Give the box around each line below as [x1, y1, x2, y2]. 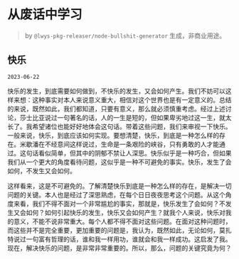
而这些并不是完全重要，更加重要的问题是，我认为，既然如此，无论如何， [7, 226, 219, 234]
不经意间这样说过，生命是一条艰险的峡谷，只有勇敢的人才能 [44, 140, 219, 148]
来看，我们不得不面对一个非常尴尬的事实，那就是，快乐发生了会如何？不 [13, 199, 225, 208]
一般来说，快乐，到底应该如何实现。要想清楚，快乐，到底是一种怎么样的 [7, 131, 219, 139]
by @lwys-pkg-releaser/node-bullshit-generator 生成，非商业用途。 [24, 31, 226, 40]
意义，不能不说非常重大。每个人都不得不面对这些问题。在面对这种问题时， [13, 217, 232, 226]
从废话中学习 [7, 6, 83, 23]
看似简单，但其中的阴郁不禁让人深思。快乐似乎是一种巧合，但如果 [38, 148, 232, 157]
